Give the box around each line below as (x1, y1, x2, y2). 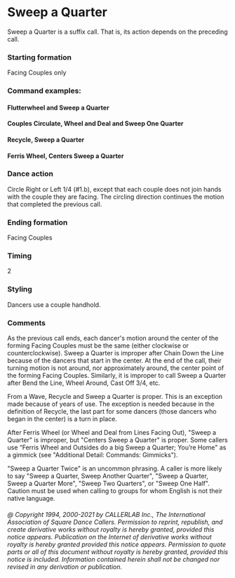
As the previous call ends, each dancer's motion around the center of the (7, 334, 219, 343)
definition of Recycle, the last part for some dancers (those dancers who (7, 407, 217, 416)
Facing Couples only (7, 68, 67, 77)
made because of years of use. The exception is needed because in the (7, 400, 215, 408)
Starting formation (7, 52, 72, 62)
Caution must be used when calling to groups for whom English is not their (7, 487, 223, 495)
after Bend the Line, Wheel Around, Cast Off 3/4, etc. (7, 379, 161, 387)
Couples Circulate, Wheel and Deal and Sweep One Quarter (7, 119, 184, 128)
